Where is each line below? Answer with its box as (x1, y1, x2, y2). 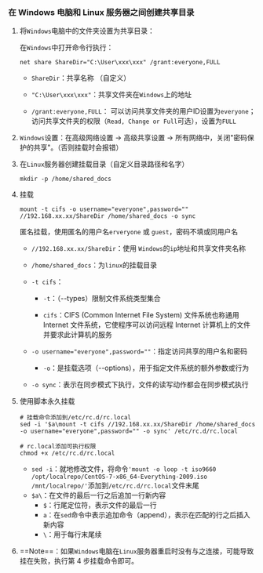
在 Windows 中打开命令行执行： (19, 43, 114, 53)
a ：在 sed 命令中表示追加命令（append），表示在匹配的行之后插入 (42, 510, 251, 520)
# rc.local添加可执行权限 (19, 443, 97, 451)
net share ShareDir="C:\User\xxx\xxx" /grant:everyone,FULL (19, 59, 221, 67)
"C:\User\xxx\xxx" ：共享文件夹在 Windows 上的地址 (31, 90, 192, 100)
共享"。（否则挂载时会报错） (33, 143, 123, 152)
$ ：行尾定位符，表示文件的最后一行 (42, 500, 157, 510)
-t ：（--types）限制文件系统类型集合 (42, 294, 161, 303)
